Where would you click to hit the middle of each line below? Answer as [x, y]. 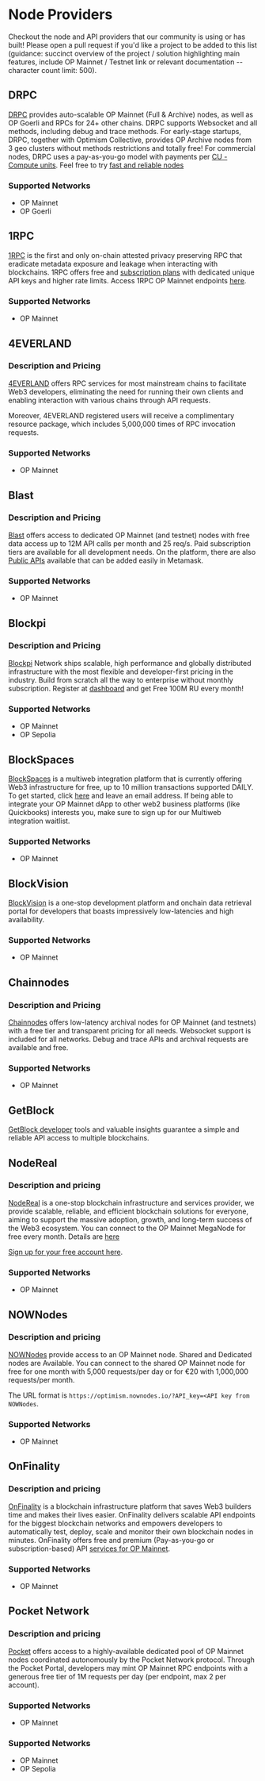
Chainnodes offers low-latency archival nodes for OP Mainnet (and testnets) [132, 1022]
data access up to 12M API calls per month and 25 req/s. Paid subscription [130, 543]
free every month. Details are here [64, 1237]
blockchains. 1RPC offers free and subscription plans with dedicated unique [131, 272]
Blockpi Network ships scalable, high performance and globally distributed [130, 663]
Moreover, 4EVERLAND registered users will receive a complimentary [121, 415]
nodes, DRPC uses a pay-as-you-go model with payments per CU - [118, 156]
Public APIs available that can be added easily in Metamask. [106, 560]
